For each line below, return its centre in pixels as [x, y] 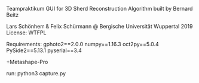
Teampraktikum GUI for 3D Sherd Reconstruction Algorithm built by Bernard [99, 9]
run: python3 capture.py [36, 73]
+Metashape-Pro [27, 62]
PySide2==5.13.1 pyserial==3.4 [44, 50]
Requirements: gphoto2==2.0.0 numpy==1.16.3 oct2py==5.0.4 [83, 44]
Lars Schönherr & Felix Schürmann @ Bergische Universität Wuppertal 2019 [99, 26]
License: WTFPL [26, 33]
